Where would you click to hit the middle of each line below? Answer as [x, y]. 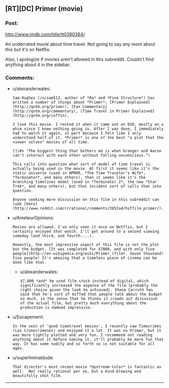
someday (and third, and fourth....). [53, 236]
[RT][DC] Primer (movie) [44, 9]
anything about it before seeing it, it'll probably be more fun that [88, 339]
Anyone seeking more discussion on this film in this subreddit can [86, 200]
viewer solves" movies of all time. [51, 142]
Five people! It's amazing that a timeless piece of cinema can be [84, 258]
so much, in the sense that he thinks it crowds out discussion [89, 299]
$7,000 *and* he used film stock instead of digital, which [84, 281]
